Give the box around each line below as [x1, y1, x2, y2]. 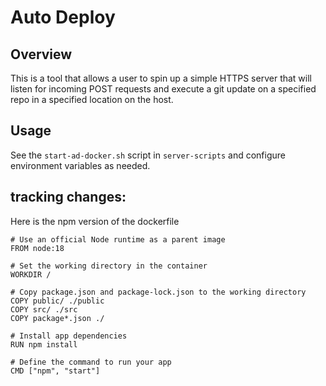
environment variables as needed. [10, 159, 151, 171]
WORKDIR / [10, 269, 52, 280]
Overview [10, 46, 73, 63]
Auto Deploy [10, 6, 116, 29]
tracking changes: [10, 189, 127, 206]
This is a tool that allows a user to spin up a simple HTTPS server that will [10, 72, 312, 84]
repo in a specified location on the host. [10, 94, 174, 105]
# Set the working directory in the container [10, 261, 208, 271]
